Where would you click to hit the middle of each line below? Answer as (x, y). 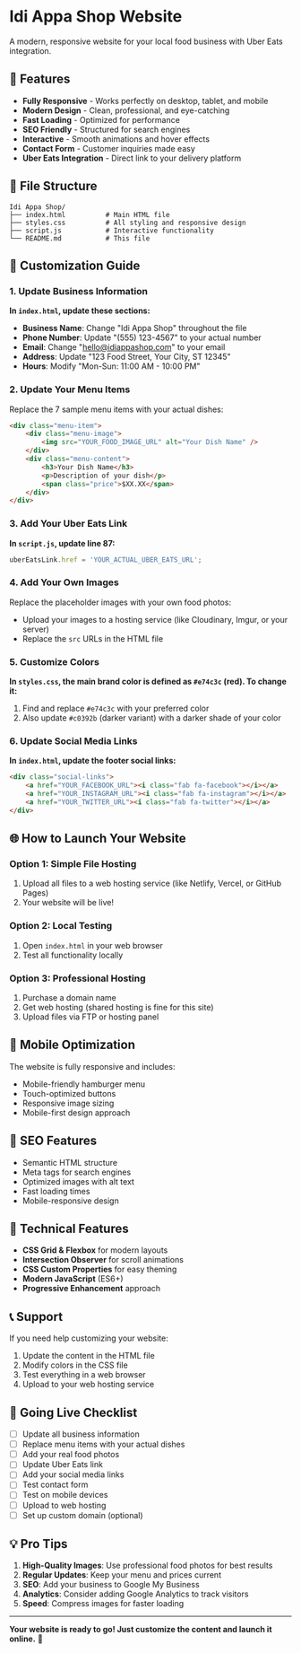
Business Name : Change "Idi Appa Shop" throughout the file (134, 328)
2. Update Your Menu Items (70, 389)
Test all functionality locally (73, 955)
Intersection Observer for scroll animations (103, 1260)
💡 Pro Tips (39, 1544)
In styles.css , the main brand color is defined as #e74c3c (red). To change (148, 682)
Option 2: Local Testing (61, 926)
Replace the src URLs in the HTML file (93, 638)
